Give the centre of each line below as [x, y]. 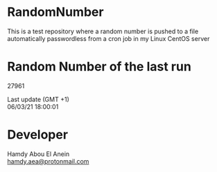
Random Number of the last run [99, 67]
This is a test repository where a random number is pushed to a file [103, 31]
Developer [37, 135]
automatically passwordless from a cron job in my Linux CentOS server [108, 38]
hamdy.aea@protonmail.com [48, 161]
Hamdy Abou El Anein [38, 154]
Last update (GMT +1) [38, 99]
